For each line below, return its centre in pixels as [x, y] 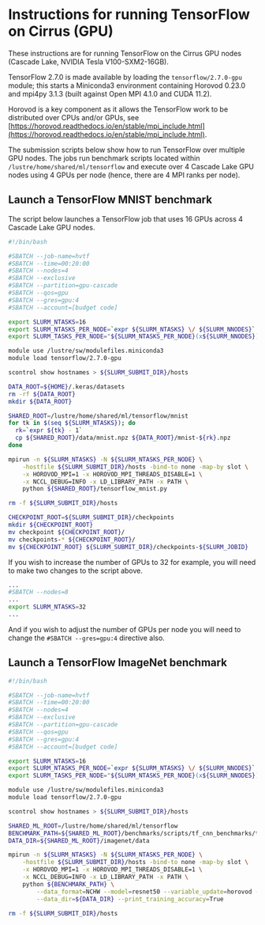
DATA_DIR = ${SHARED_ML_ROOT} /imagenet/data [79, 840]
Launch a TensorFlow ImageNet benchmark [118, 663]
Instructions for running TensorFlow [129, 15]
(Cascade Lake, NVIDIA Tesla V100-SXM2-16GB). [89, 62]
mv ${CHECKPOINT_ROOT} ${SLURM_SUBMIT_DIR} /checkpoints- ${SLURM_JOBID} [128, 547]
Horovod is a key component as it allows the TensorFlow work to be [118, 109]
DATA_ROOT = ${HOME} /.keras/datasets [67, 387]
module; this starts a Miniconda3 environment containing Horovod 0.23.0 [127, 85]
